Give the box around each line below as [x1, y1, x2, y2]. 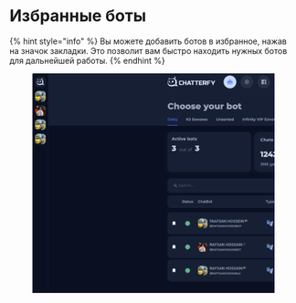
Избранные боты [9, 5, 147, 26]
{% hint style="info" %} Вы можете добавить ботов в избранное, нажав [9, 36, 288, 47]
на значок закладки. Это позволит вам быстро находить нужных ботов [9, 45, 288, 56]
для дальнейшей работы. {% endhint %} [9, 55, 166, 66]
